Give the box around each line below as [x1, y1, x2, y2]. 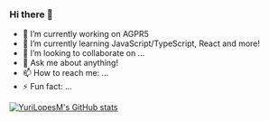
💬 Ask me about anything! [22, 58, 119, 69]
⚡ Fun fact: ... [22, 81, 72, 92]
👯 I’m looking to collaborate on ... [22, 48, 145, 59]
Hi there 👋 [9, 8, 54, 21]
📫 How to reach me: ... [22, 68, 109, 79]
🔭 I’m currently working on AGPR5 [22, 29, 149, 40]
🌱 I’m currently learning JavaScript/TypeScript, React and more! [22, 38, 260, 49]
